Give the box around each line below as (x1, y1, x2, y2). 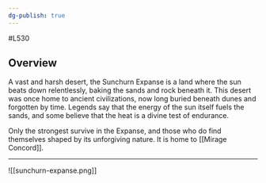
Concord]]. (8, 143, 44, 153)
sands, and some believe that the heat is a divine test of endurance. (8, 111, 230, 120)
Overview (8, 56, 58, 70)
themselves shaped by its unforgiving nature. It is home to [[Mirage (8, 135, 227, 144)
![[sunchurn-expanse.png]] (8, 166, 97, 175)
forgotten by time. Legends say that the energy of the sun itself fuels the (8, 102, 245, 112)
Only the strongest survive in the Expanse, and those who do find (8, 126, 222, 135)
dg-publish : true (8, 11, 66, 20)
